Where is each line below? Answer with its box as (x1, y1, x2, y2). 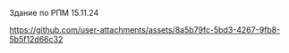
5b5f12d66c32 (9, 34, 64, 44)
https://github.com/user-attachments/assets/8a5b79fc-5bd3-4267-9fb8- (9, 25, 281, 34)
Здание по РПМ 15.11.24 (9, 8, 99, 18)
